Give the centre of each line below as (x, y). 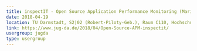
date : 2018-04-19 (27, 17)
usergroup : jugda (27, 33)
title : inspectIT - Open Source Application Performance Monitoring (91, 11)
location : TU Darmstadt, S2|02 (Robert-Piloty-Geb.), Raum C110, (87, 22)
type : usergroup (26, 39)
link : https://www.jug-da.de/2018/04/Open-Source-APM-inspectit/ (87, 28)
